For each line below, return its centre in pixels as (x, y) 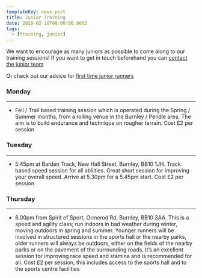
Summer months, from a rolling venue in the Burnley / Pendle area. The (103, 117)
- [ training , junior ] (39, 34)
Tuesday (19, 145)
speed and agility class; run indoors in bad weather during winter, (96, 224)
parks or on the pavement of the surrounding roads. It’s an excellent (99, 250)
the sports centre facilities (47, 269)
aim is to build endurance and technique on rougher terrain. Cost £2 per (104, 123)
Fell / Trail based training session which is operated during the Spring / (103, 110)
